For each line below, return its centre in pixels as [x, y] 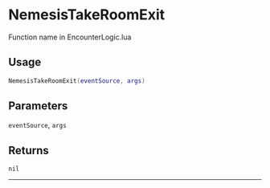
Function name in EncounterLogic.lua [70, 37]
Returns [29, 150]
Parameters [38, 106]
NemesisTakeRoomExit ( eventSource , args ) [77, 81]
